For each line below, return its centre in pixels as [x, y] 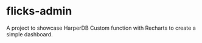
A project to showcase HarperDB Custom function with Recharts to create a [101, 28]
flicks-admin [39, 11]
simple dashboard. [30, 34]
